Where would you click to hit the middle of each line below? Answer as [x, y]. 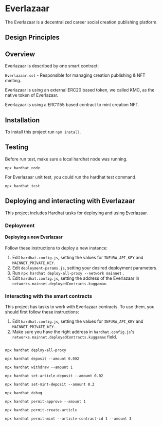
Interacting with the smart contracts [49, 296]
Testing [17, 147]
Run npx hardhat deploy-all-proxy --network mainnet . [68, 273]
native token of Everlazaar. [32, 95]
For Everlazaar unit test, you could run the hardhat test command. [71, 177]
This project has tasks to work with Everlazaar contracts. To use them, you [80, 307]
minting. [13, 81]
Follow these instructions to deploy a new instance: [56, 248]
